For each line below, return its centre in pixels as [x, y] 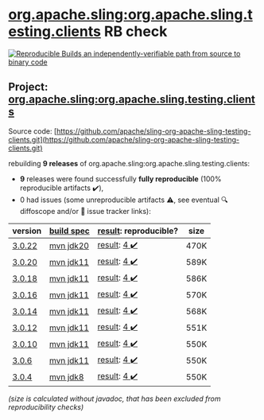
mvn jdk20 [69, 246]
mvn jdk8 [66, 377]
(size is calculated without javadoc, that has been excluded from [115, 399]
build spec [69, 231]
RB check [136, 31]
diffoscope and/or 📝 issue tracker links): [85, 211]
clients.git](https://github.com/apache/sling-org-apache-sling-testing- [124, 139]
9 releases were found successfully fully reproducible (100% [120, 179]
